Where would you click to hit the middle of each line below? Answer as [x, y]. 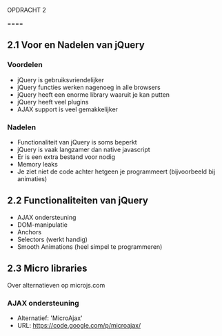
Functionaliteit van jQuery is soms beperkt [77, 142]
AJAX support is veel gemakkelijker [68, 109]
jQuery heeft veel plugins [53, 102]
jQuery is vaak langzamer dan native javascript [83, 149]
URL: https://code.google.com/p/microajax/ [79, 325]
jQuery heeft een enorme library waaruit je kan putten [93, 94]
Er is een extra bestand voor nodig [66, 157]
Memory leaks [38, 164]
